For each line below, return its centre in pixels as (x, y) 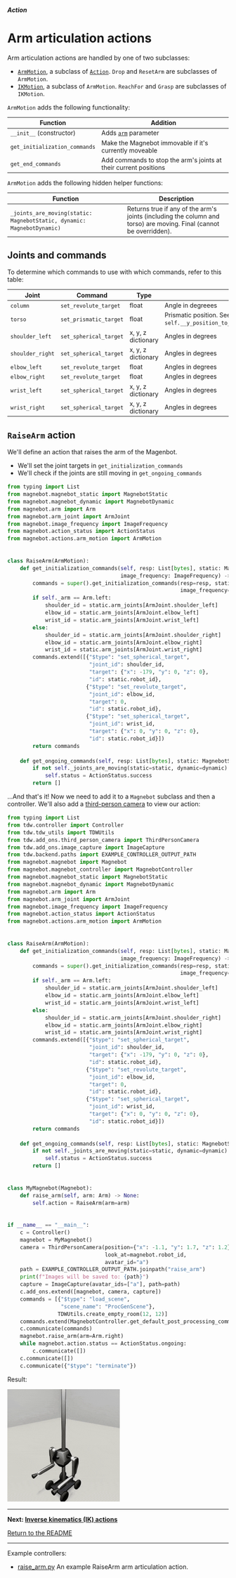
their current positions (133, 167)
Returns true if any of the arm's (172, 209)
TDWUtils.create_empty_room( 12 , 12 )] (113, 1314)
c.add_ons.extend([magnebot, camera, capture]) (91, 1292)
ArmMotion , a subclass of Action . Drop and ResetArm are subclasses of (117, 71)
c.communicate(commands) (56, 1329)
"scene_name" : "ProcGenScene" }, (108, 1306)
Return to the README (40, 1533)
